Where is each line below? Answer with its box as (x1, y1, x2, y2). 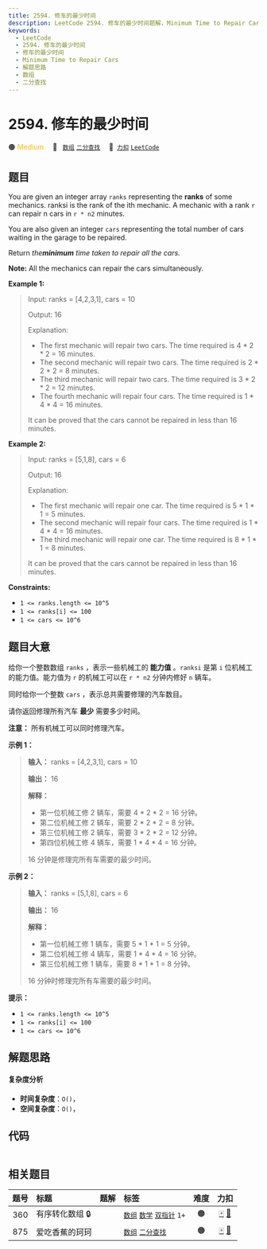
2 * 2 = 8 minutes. (39, 366, 100, 376)
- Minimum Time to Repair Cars (15, 57, 119, 64)
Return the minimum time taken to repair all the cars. (8, 248, 180, 258)
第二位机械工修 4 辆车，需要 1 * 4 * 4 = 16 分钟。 (39, 949, 201, 959)
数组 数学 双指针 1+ (123, 1211, 186, 1220)
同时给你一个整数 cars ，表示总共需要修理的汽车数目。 (8, 689, 187, 699)
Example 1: (8, 279, 45, 289)
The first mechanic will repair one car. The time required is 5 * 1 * (39, 501, 255, 510)
